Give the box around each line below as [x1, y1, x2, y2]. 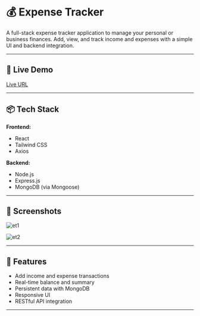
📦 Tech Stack [6, 105, 60, 115]
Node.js [14, 170, 35, 177]
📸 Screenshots [6, 206, 62, 216]
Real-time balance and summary [14, 279, 95, 286]
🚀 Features [6, 256, 47, 266]
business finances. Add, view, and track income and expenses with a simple [6, 35, 193, 42]
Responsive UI [14, 292, 51, 299]
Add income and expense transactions [14, 272, 110, 280]
